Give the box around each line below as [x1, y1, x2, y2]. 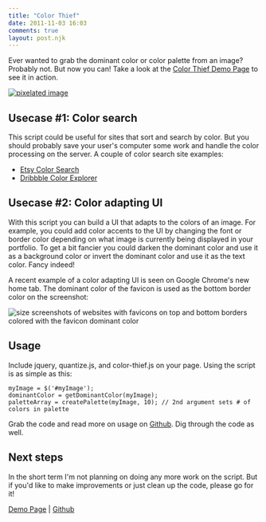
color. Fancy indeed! [8, 260, 76, 269]
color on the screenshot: [8, 292, 89, 301]
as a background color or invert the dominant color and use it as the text [8, 251, 245, 261]
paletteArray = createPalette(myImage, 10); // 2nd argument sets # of [8, 398, 251, 406]
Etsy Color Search [19, 165, 80, 175]
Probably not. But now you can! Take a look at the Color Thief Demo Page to [8, 65, 259, 74]
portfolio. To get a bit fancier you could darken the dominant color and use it [8, 242, 259, 252]
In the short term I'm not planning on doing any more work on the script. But [8, 472, 258, 481]
